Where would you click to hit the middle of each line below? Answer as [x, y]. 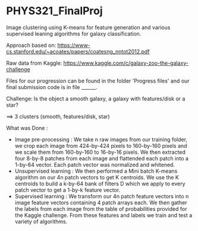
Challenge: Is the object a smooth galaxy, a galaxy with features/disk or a [96, 99]
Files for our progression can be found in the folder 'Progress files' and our [98, 81]
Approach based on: [31, 45]
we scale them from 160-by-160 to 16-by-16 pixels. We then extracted [100, 152]
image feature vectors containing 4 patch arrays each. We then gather [101, 202]
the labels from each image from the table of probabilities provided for [101, 208]
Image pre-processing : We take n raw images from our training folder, [101, 139]
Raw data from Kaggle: [34, 63]
